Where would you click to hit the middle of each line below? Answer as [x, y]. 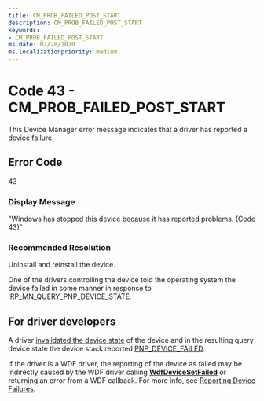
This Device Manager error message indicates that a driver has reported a [128, 129]
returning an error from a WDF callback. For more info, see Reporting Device [132, 381]
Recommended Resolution [60, 247]
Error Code [35, 162]
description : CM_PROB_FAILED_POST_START [75, 23]
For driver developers [62, 321]
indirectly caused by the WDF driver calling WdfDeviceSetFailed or [117, 372]
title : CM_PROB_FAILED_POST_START [65, 15]
